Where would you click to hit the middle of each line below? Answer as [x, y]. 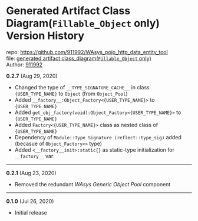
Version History [45, 36]
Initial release [31, 212]
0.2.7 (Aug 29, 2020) [32, 76]
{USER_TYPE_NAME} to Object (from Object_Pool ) [71, 93]
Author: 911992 [24, 64]
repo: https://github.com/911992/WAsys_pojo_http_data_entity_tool [87, 52]
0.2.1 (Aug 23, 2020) [32, 173]
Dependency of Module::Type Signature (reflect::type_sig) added [98, 137]
